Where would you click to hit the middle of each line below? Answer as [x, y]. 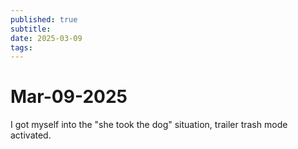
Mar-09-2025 [69, 97]
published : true [44, 19]
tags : [21, 47]
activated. [31, 135]
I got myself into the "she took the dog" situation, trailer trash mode [149, 125]
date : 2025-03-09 [46, 38]
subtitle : [31, 29]
